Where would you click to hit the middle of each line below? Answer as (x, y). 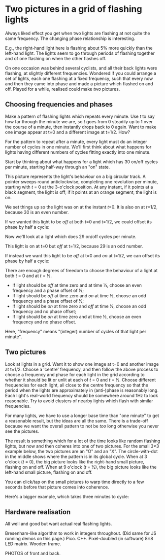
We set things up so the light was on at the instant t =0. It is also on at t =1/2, (81, 207)
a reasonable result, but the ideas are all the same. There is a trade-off (77, 420)
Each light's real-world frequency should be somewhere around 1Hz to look (82, 395)
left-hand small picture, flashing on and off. (49, 472)
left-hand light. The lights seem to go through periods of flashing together (80, 53)
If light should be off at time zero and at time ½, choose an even (77, 285)
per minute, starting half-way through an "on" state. (57, 167)
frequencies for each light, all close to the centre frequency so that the (77, 385)
